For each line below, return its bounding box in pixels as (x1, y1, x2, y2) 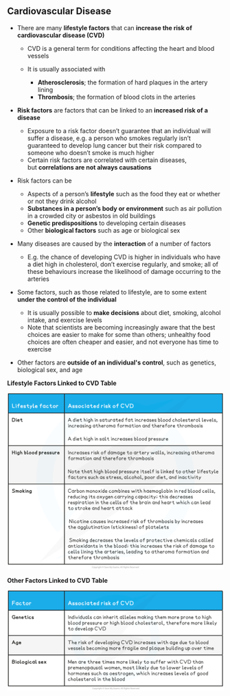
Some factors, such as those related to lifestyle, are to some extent (16, 288, 207, 296)
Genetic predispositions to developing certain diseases (27, 219, 186, 227)
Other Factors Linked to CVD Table (7, 576, 108, 584)
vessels (27, 51, 49, 60)
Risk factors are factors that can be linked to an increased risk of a (16, 106, 208, 114)
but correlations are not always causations (27, 163, 152, 171)
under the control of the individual (16, 295, 117, 303)
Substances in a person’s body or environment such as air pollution (27, 204, 222, 212)
